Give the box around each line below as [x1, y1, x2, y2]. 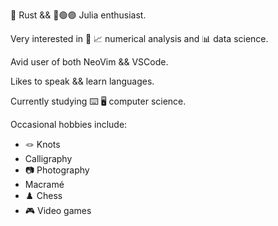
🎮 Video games [24, 205, 92, 216]
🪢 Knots [24, 139, 61, 150]
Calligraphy [24, 153, 73, 164]
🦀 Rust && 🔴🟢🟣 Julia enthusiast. [10, 9, 147, 21]
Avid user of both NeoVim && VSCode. [10, 56, 169, 68]
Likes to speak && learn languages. [10, 75, 155, 87]
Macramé [24, 179, 65, 190]
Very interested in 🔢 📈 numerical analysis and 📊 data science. [10, 33, 269, 44]
